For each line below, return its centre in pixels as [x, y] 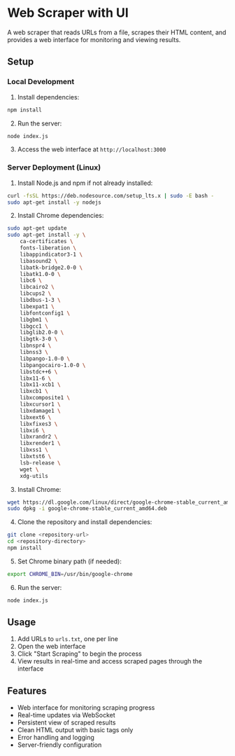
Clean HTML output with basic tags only [75, 730]
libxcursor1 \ [40, 404]
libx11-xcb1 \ [40, 385]
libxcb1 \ [34, 391]
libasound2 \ [39, 261]
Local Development [41, 82]
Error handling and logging [56, 738]
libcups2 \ [36, 294]
